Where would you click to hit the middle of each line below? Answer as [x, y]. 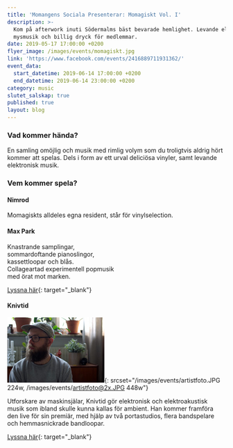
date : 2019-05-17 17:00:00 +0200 [55, 44]
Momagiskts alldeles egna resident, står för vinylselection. [90, 215]
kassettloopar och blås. [41, 262]
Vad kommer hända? [43, 135]
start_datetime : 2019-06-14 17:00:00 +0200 [77, 73]
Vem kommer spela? [42, 183]
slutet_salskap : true [38, 95]
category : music [31, 88]
